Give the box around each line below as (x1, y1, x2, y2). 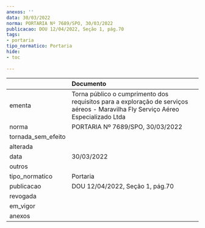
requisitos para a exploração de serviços (71, 97, 189, 105)
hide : (6, 49, 20, 55)
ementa (9, 101, 32, 110)
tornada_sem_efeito (9, 132, 66, 141)
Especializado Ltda (71, 112, 126, 121)
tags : (6, 32, 20, 38)
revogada (9, 191, 37, 200)
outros (9, 162, 29, 171)
